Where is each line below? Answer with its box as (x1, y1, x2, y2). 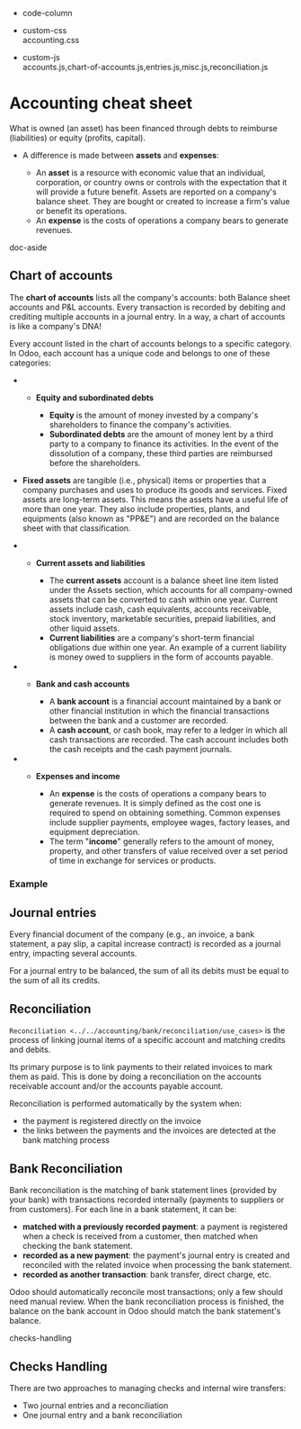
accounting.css (22, 35, 80, 45)
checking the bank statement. (22, 1241, 133, 1252)
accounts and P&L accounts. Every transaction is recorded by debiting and (9, 301, 286, 312)
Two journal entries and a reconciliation (22, 1399, 169, 1411)
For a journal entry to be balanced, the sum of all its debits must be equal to (9, 966, 289, 976)
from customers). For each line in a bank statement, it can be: (9, 1204, 237, 1215)
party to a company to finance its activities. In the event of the (49, 438, 279, 449)
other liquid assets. (49, 623, 120, 634)
